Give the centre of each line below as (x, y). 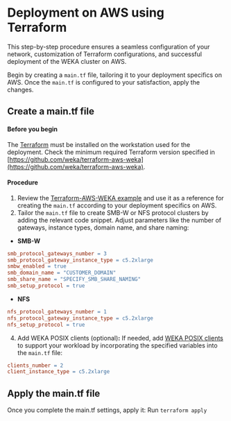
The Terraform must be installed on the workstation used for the (99, 144)
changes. (20, 89)
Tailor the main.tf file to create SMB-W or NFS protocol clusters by (113, 212)
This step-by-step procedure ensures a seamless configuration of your (109, 46)
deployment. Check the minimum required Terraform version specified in (111, 152)
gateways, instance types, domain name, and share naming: (103, 227)
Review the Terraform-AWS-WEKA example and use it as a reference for (120, 198)
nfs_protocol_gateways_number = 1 (57, 311)
